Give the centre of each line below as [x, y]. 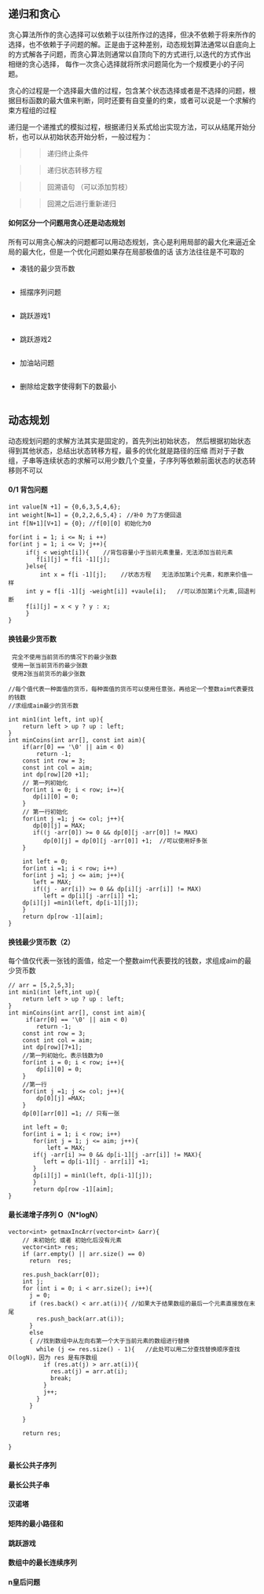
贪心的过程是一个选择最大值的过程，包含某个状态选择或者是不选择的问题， [128, 90]
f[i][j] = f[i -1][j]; [73, 560]
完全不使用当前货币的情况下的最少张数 [64, 657]
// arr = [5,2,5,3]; [42, 986]
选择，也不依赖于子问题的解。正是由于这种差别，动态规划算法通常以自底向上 [132, 44]
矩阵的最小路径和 [36, 1524]
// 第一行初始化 [45, 812]
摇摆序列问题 [40, 292]
